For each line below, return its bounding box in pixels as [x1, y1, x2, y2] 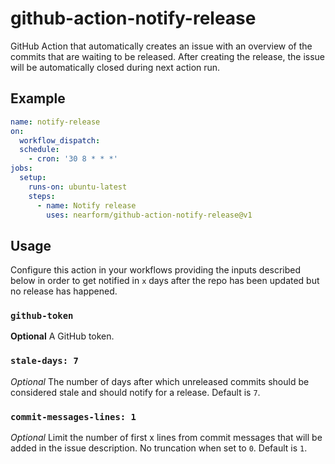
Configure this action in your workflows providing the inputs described [10, 264, 302, 276]
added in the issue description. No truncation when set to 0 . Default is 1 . [10, 442, 308, 454]
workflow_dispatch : [19, 135, 101, 146]
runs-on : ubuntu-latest [28, 182, 128, 192]
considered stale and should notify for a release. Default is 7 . [10, 386, 261, 398]
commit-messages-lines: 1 [10, 411, 137, 422]
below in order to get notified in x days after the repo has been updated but [10, 275, 320, 287]
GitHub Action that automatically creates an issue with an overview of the [10, 40, 313, 52]
